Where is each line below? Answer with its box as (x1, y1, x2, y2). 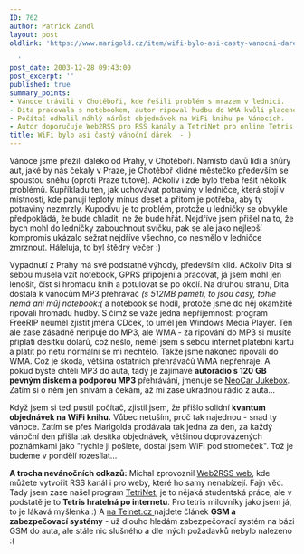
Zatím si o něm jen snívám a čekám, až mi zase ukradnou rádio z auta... (9, 385, 276, 395)
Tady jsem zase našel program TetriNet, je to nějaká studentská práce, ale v (9, 487, 292, 498)
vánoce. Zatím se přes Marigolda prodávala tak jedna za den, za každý (9, 422, 273, 432)
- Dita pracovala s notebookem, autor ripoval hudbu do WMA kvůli (9, 105, 265, 114)
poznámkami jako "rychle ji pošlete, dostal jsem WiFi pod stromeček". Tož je (9, 441, 294, 451)
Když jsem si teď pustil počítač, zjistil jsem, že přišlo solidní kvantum (9, 402, 266, 413)
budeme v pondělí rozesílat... (9, 450, 118, 461)
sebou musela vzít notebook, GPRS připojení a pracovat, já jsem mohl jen (9, 269, 282, 280)
